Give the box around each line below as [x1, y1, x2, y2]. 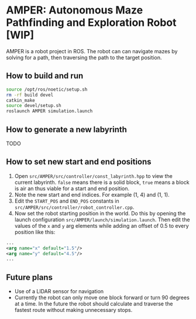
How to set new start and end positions [6, 157, 152, 167]
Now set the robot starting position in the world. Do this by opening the [14, 210, 186, 217]
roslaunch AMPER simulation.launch [6, 108, 93, 114]
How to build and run [6, 71, 84, 81]
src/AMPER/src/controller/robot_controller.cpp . [14, 203, 135, 211]
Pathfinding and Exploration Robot [6, 16, 177, 29]
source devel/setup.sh [6, 103, 61, 109]
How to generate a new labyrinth [6, 124, 128, 135]
